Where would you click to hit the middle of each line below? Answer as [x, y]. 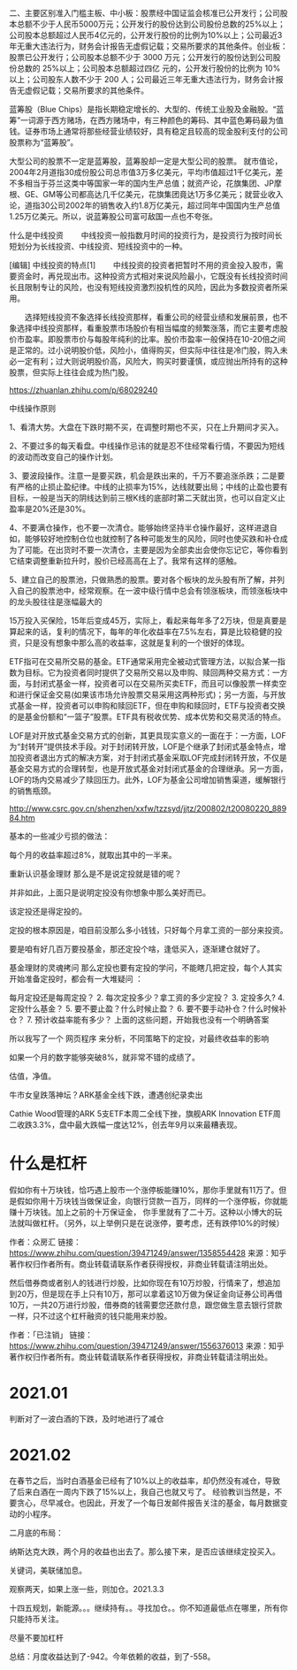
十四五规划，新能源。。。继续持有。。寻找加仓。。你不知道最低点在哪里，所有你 [148, 1607]
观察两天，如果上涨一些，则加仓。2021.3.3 [87, 1589]
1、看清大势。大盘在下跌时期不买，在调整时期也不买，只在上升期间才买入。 [146, 427]
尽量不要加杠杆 [36, 1637]
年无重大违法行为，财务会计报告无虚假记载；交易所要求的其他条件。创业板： [148, 46]
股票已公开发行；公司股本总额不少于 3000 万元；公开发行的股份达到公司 [141, 57]
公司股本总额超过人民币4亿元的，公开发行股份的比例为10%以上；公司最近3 [146, 35]
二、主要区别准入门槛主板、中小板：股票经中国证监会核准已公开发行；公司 [145, 13]
